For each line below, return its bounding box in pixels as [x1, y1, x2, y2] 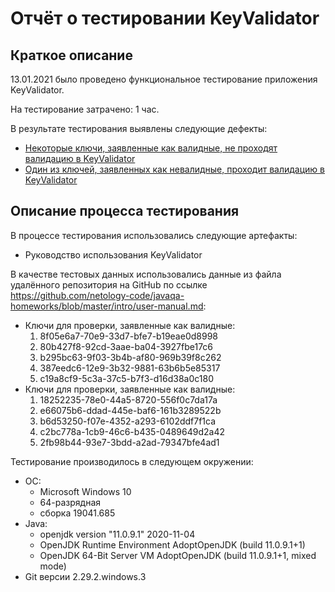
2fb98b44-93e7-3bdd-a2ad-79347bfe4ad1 [39, 436, 220, 448]
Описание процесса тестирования [10, 203, 240, 220]
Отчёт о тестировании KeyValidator [10, 7, 320, 30]
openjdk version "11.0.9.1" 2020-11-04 [39, 528, 196, 540]
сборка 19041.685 [39, 507, 116, 519]
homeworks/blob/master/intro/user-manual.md [10, 300, 204, 312]
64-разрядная [39, 496, 102, 508]
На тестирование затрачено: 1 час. [10, 103, 160, 115]
